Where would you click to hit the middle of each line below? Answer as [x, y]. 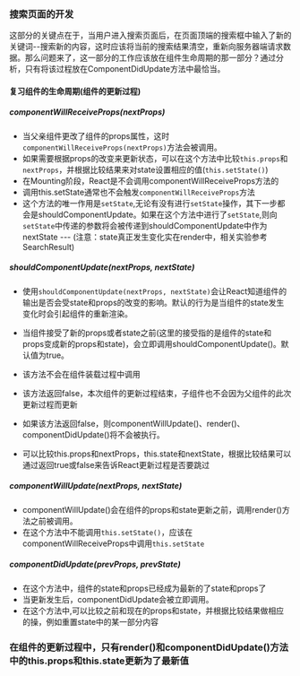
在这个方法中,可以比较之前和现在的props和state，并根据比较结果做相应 [153, 611]
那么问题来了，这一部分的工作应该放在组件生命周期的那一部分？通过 [150, 58]
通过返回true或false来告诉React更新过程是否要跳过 [116, 464]
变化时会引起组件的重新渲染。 [77, 313]
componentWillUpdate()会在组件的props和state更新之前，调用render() [152, 509]
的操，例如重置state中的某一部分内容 [90, 621]
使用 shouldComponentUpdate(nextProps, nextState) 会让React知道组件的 [154, 291]
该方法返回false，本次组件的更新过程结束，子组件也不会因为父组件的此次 [157, 393]
